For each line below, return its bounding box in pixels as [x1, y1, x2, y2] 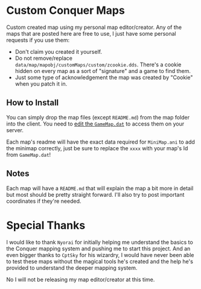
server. [6, 126, 24, 133]
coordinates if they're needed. [6, 197, 81, 205]
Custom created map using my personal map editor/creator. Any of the [6, 24, 182, 31]
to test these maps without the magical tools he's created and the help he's [6, 258, 193, 265]
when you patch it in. [14, 80, 68, 87]
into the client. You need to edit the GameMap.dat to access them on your [6, 120, 185, 127]
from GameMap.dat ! [6, 151, 51, 158]
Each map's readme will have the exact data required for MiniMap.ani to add [6, 138, 195, 145]
